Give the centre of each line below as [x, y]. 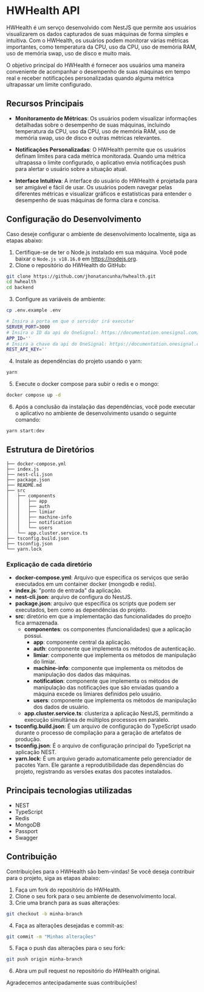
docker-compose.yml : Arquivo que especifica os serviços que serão [102, 578]
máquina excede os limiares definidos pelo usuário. [97, 694]
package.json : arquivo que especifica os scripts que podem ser [95, 604]
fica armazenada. [37, 623]
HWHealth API [43, 11]
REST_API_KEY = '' [27, 350]
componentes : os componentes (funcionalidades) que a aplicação [107, 629]
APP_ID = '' [19, 338]
